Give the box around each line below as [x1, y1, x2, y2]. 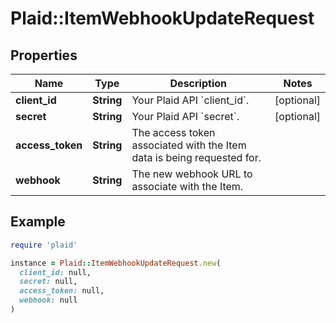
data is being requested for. [131, 151, 262, 164]
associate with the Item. [131, 180, 244, 193]
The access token [131, 126, 216, 139]
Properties [10, 47, 78, 64]
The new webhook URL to [131, 167, 253, 181]
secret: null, [19, 277, 78, 287]
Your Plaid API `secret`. [131, 110, 240, 123]
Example [10, 213, 66, 231]
